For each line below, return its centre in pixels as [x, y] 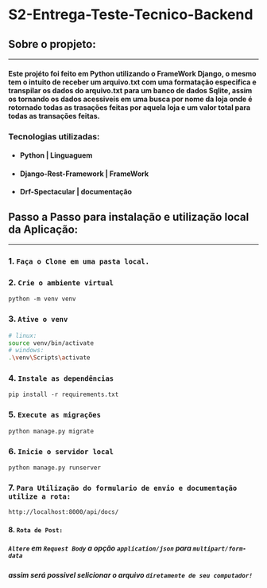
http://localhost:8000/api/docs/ [64, 512]
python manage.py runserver [55, 468]
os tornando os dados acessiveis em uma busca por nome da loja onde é [130, 99]
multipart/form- [219, 549]
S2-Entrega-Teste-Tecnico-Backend [131, 15]
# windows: [26, 351]
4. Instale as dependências [61, 378]
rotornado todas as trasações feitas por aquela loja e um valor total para [130, 107]
